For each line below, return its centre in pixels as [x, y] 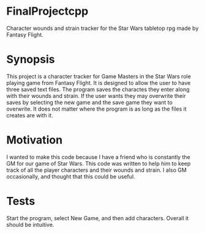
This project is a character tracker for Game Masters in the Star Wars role [99, 76]
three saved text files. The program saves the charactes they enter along [98, 89]
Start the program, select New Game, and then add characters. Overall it [98, 218]
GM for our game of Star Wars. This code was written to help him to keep [99, 163]
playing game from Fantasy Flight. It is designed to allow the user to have [99, 83]
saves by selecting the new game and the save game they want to [90, 102]
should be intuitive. [30, 224]
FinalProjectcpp [47, 11]
